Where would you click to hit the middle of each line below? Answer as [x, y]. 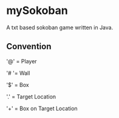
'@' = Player [22, 61]
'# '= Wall [18, 73]
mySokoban [37, 11]
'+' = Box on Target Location [42, 108]
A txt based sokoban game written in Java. [60, 27]
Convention [29, 47]
